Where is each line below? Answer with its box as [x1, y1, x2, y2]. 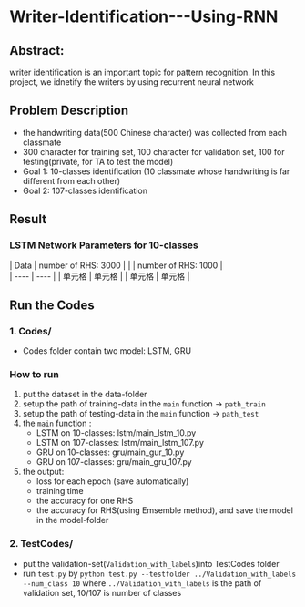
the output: [22, 467, 65, 478]
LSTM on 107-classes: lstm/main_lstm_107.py [36, 437, 205, 448]
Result [9, 211, 47, 227]
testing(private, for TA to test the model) [22, 156, 174, 167]
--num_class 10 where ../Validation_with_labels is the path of [22, 577, 262, 589]
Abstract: [9, 43, 65, 58]
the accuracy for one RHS [36, 495, 134, 507]
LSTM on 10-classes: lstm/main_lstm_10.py [36, 427, 197, 438]
